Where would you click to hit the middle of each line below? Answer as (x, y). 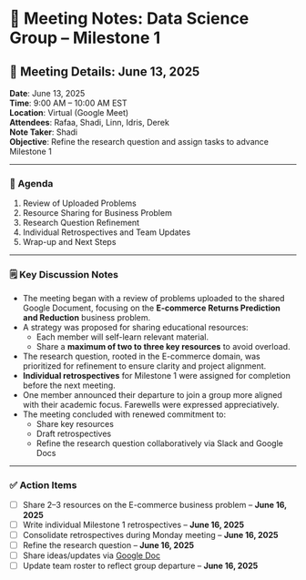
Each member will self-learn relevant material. (122, 337)
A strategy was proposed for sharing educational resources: (135, 327)
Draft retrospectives (74, 433)
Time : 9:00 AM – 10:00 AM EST (68, 103)
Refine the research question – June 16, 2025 (108, 545)
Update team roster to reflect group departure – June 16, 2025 (140, 566)
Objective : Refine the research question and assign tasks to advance (139, 142)
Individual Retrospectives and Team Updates (107, 232)
